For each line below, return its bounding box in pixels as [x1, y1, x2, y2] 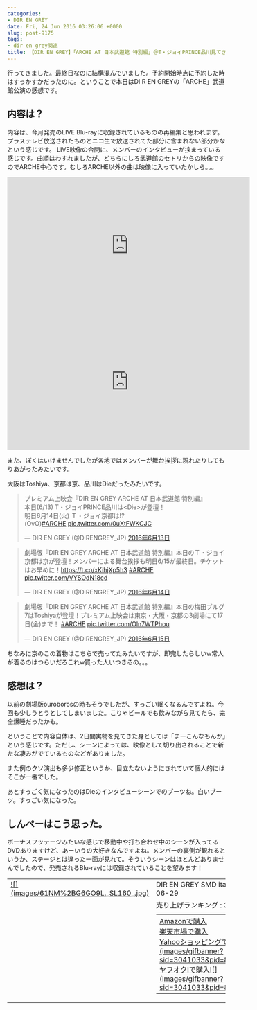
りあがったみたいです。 [7, 465, 74, 473]
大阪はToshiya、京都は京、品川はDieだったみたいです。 [7, 479, 166, 488]
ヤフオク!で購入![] [159, 965, 218, 975]
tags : [7, 36, 23, 43]
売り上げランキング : [155, 901, 222, 910]
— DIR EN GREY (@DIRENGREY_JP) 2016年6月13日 [24, 533, 170, 542]
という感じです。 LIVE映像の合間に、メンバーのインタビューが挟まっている [7, 145, 221, 153]
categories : [7, 10, 42, 17]
